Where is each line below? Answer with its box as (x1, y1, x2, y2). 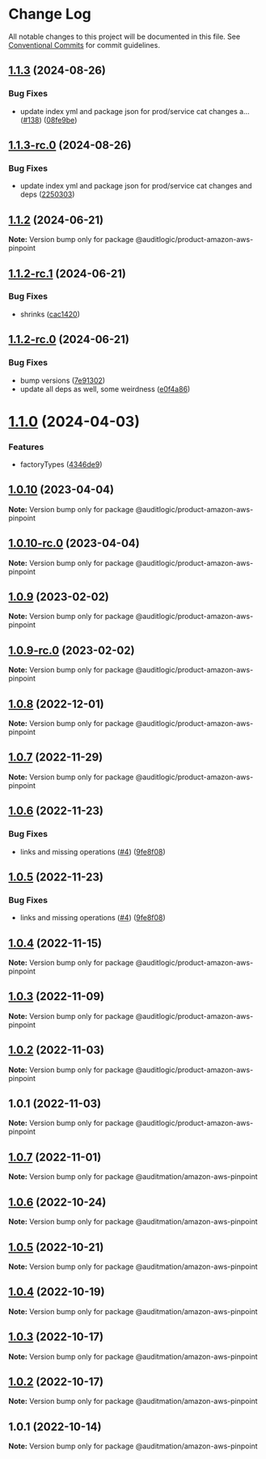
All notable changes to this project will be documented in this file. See (8, 32, 241, 41)
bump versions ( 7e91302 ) (19, 375, 106, 385)
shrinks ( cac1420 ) (19, 309, 81, 319)
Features (8, 441, 44, 452)
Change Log (8, 5, 91, 23)
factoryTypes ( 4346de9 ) (19, 459, 103, 469)
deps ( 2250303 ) (19, 189, 75, 199)
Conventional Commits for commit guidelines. (8, 40, 160, 49)
